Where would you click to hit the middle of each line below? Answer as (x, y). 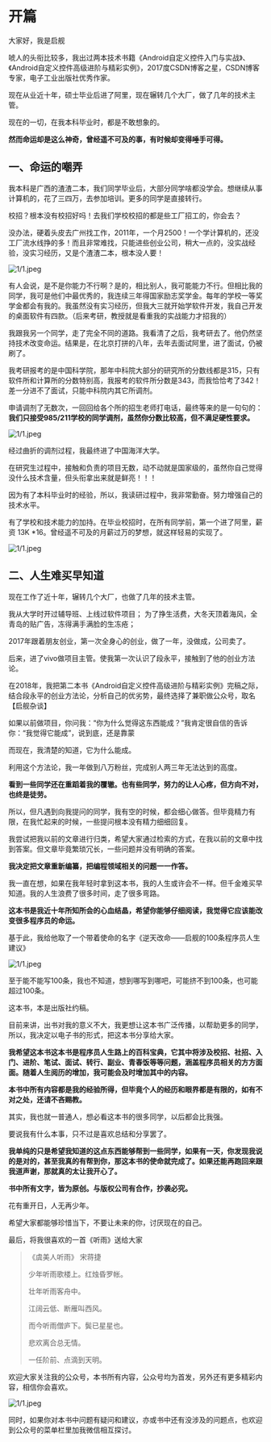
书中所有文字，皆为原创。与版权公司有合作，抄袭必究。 (100, 1188)
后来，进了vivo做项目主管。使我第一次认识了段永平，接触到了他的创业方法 (132, 658)
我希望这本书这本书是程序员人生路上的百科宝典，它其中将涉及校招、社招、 (132, 1052)
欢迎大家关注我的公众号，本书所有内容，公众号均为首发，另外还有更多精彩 (132, 1377)
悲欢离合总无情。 (56, 1342)
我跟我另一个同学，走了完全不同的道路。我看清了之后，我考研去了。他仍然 (132, 332)
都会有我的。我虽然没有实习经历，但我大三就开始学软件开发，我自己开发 (142, 305)
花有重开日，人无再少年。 (51, 1205)
